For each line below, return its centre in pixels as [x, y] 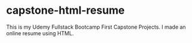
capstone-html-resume [66, 10]
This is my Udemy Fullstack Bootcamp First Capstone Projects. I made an [96, 27]
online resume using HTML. [40, 33]
